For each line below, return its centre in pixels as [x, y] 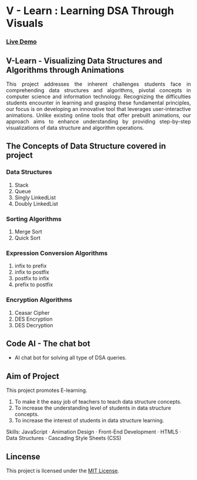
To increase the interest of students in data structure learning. [89, 421]
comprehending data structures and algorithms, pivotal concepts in [98, 90]
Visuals [25, 23]
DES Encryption [33, 319]
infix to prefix [30, 266]
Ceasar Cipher [32, 313]
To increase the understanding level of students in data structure [93, 408]
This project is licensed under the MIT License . [63, 471]
